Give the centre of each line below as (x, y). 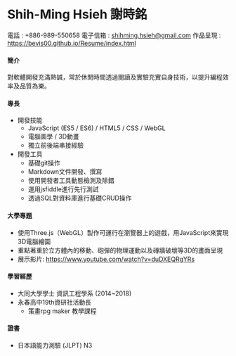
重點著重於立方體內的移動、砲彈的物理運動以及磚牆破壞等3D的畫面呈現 (120, 250)
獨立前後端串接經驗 (56, 146)
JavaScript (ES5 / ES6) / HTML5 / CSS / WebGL (97, 128)
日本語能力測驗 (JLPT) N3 (55, 345)
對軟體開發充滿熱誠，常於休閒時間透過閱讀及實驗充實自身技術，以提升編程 (115, 77)
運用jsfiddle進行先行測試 (63, 189)
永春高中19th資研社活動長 (54, 302)
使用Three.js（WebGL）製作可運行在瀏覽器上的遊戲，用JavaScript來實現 (123, 232)
